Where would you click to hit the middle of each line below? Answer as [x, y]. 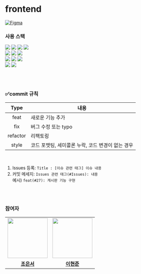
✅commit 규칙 [22, 94]
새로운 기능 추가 [48, 118]
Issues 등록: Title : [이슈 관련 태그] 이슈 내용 [57, 168]
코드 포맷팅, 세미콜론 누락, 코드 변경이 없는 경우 [82, 145]
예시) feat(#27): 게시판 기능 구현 [44, 180]
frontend [23, 9]
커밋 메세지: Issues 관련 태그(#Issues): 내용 [55, 174]
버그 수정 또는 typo [52, 126]
